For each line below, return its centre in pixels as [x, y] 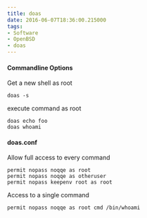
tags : [15, 26]
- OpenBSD [21, 39]
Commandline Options [40, 68]
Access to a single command [48, 195]
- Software [23, 33]
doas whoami [24, 127]
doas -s [18, 96]
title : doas [24, 13]
